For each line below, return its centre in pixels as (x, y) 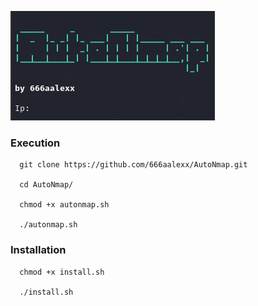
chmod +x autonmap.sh (64, 205)
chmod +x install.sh (62, 272)
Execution (35, 143)
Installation (38, 250)
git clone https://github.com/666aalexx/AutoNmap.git (133, 165)
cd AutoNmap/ (46, 185)
